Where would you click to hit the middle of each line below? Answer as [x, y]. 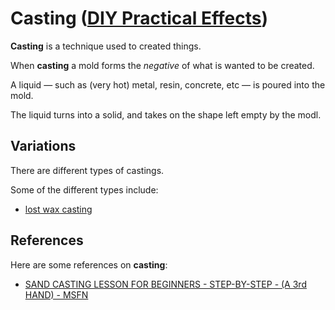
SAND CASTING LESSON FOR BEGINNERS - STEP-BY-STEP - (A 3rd [165, 284]
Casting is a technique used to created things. [106, 46]
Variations [43, 146]
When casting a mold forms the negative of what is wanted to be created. [162, 65]
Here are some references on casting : [89, 264]
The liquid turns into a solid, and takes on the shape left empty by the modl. [166, 114]
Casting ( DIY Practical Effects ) [139, 18]
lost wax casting [58, 209]
